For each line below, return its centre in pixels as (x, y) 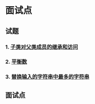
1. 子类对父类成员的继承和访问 (42, 47)
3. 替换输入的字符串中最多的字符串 (47, 77)
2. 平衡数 (16, 62)
